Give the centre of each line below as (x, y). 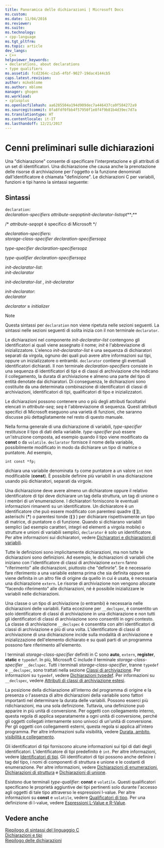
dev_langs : (16, 50)
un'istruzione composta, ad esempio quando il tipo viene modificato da (77, 437)
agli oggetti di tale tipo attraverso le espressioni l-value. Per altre (70, 793)
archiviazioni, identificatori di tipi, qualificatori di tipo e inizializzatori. (74, 392)
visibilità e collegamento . (30, 737)
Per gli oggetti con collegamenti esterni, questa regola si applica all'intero (79, 726)
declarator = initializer (27, 306)
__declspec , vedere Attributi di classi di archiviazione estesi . (65, 681)
